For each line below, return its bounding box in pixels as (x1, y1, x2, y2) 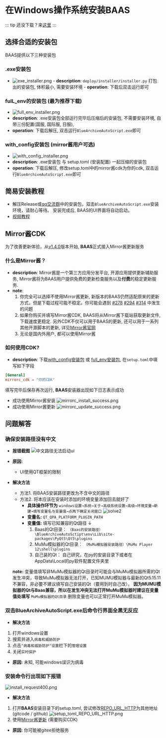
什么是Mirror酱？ (5, 257, 46, 264)
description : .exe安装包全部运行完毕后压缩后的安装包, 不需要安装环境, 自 (12, 115, 161, 121)
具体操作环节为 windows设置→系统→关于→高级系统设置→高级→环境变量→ (27, 503, 155, 509)
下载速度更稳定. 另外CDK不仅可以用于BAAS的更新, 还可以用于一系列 (19, 318, 159, 324)
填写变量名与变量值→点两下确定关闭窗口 (33, 509, 102, 514)
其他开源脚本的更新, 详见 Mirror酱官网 (19, 324, 96, 330)
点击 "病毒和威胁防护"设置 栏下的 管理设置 (12, 642, 87, 648)
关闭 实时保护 (12, 649, 36, 655)
